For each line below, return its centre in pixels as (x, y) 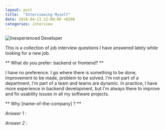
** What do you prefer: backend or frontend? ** (54, 63)
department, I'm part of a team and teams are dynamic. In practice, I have (81, 83)
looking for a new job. (28, 53)
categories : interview (29, 24)
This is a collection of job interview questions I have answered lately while (81, 48)
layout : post (19, 10)
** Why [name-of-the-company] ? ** (43, 104)
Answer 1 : (16, 113)
